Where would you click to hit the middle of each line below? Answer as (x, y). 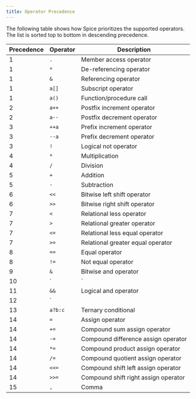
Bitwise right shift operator (118, 204)
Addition (93, 175)
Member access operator (116, 59)
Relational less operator (114, 213)
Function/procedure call (114, 98)
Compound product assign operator (131, 349)
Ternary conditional (108, 310)
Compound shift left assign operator (131, 368)
